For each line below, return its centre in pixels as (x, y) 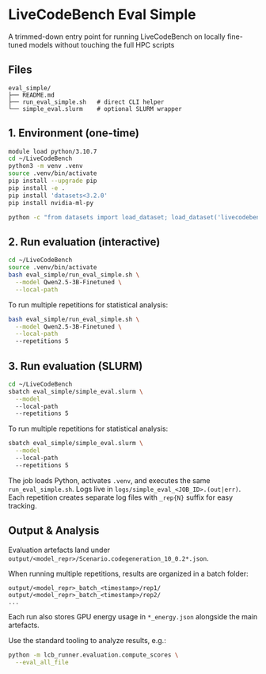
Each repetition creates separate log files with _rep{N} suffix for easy (121, 497)
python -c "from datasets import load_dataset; (88, 217)
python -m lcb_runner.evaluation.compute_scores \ (93, 655)
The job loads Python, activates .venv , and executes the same (109, 480)
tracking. (23, 505)
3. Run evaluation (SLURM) (76, 366)
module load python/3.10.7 (53, 151)
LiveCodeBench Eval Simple (102, 15)
